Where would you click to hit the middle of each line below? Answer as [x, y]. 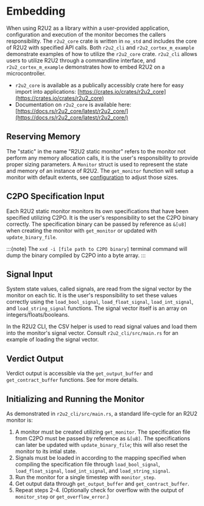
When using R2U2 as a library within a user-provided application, [88, 28]
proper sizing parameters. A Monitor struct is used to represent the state [97, 164]
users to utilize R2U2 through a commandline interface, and [81, 60]
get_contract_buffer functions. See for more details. [72, 380]
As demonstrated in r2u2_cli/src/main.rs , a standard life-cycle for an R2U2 [102, 413]
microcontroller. [26, 73]
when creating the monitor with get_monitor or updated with [82, 230]
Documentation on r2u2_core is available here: [73, 104]
